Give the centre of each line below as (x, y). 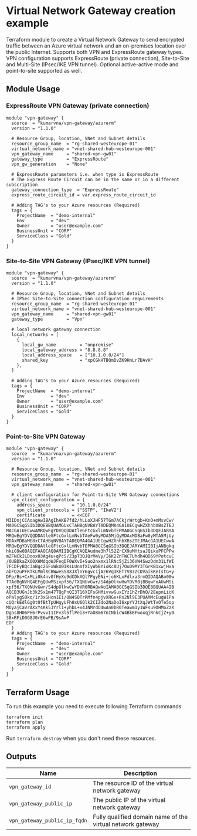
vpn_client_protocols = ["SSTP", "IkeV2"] (69, 510)
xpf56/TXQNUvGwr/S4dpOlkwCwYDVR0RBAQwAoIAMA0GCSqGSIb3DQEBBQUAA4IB (90, 587)
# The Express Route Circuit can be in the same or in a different (96, 179)
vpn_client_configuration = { (48, 500)
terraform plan (25, 722)
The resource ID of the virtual (133, 783)
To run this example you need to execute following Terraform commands (94, 706)
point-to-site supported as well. (44, 70)
